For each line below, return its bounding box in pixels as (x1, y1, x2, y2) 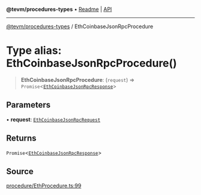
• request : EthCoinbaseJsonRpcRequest (6, 115, 100, 123)
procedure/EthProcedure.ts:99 (6, 182, 82, 190)
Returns (6, 133, 37, 144)
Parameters (6, 100, 51, 110)
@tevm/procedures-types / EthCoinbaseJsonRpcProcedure (6, 23, 154, 30)
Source (6, 166, 34, 176)
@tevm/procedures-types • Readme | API (6, 6, 112, 13)
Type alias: (6, 44, 62, 57)
